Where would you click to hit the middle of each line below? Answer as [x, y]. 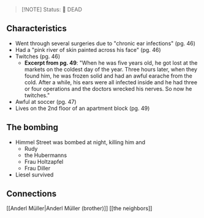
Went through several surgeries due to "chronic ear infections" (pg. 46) [105, 43]
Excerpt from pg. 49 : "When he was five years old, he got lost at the [111, 63]
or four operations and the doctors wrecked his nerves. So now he [108, 89]
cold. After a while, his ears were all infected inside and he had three [111, 82]
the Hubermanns [46, 155]
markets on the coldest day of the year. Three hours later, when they [111, 69]
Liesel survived [34, 175]
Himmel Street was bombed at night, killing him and [80, 142]
